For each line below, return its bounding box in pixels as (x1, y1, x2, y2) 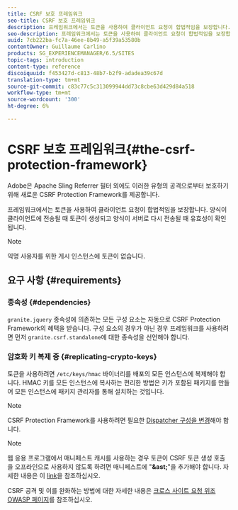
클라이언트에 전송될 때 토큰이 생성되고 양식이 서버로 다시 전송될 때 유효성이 (7, 214, 214, 222)
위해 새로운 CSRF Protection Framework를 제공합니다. (7, 190, 160, 198)
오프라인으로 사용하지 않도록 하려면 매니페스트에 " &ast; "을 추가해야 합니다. (14, 462, 222, 471)
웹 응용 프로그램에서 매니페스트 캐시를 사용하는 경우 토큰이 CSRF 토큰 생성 (7, 453, 212, 462)
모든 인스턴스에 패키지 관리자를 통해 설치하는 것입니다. (14, 387, 164, 395)
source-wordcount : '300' (7, 96, 81, 103)
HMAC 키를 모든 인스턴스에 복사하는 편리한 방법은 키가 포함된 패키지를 (22, 378, 217, 387)
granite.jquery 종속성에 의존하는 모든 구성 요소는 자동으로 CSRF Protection (7, 314, 221, 323)
